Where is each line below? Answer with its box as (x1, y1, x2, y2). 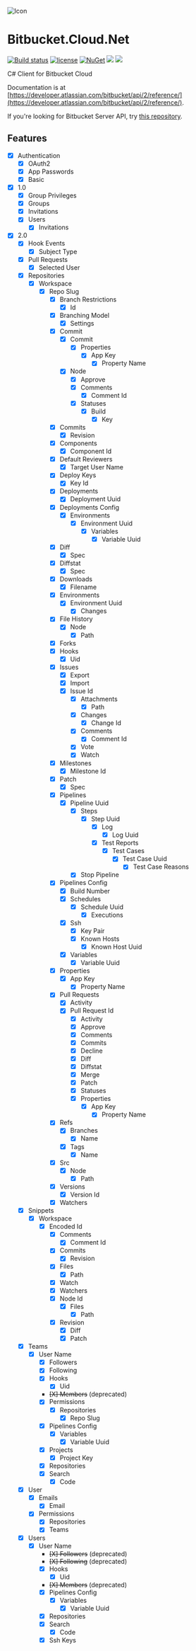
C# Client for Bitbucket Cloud (7, 69, 93, 78)
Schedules (70, 894, 101, 903)
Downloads (59, 575, 93, 583)
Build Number (70, 886, 111, 895)
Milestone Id (70, 767, 106, 775)
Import (70, 678, 90, 687)
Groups (27, 199, 50, 208)
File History (59, 615, 93, 623)
